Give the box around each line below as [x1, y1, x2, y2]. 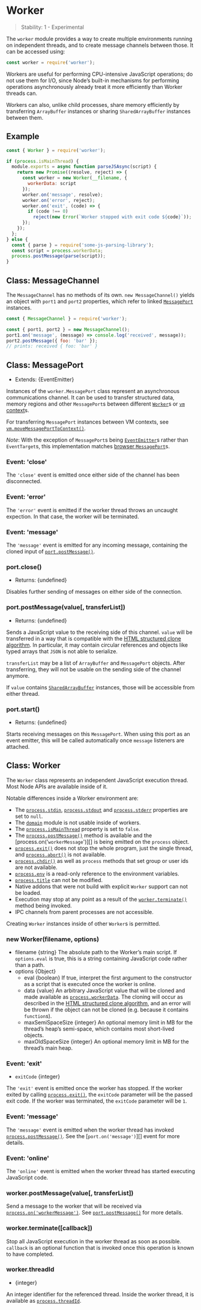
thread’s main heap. [23, 1044, 73, 1052]
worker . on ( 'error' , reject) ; [22, 197, 95, 203]
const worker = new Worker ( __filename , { [22, 175, 128, 181]
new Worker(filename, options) [6, 935, 100, 943]
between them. [6, 114, 44, 121]
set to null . [14, 812, 43, 820]
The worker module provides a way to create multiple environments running [6, 35, 193, 42]
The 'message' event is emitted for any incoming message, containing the [6, 541, 188, 549]
